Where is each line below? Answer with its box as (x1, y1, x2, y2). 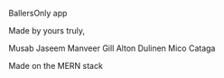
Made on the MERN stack (8, 61, 103, 71)
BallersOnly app (8, 8, 68, 18)
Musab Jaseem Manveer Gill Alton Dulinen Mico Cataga (8, 43, 216, 54)
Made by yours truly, (8, 25, 86, 35)
